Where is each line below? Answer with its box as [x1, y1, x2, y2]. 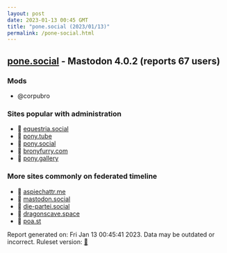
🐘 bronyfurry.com [17, 147, 68, 155]
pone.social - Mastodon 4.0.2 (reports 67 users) [7, 55, 221, 67]
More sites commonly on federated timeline [7, 171, 158, 181]
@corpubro [17, 91, 51, 100]
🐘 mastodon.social [17, 195, 71, 203]
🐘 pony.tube [17, 132, 52, 141]
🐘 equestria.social [17, 125, 69, 133]
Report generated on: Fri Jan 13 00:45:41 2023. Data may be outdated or [7, 230, 215, 238]
